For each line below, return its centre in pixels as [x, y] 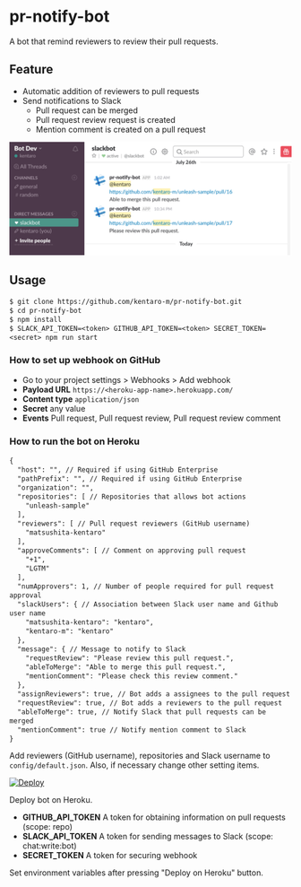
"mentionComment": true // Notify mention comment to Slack [132, 730]
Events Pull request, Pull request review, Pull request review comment [151, 418]
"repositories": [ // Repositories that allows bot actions [132, 496]
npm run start [72, 338]
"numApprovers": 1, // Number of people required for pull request [146, 586]
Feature [31, 70]
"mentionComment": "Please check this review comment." [132, 676]
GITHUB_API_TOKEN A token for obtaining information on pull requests [154, 817]
